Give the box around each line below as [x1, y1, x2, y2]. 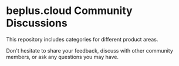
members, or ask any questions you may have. [6, 53, 119, 60]
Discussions [6, 16, 67, 30]
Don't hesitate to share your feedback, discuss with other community [6, 47, 173, 54]
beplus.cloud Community [6, 4, 133, 18]
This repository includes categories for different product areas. [6, 36, 158, 43]
